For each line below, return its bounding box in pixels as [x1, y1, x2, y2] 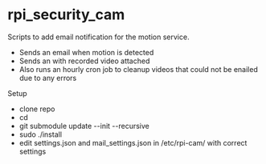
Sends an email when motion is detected [18, 47, 154, 57]
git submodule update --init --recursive [18, 121, 149, 130]
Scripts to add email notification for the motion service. [7, 32, 190, 42]
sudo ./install [18, 130, 62, 139]
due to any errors [18, 73, 77, 82]
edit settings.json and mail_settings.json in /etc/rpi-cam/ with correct [18, 138, 248, 147]
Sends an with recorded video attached [18, 56, 150, 66]
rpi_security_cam [7, 6, 125, 24]
